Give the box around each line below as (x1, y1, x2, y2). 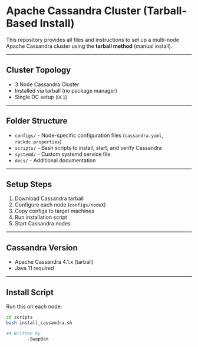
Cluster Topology (6, 65, 71, 75)
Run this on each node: (6, 303, 62, 310)
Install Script (6, 287, 54, 297)
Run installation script (14, 214, 68, 221)
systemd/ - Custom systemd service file (14, 150, 111, 158)
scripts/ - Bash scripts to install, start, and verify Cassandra (14, 144, 162, 151)
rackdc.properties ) (14, 138, 62, 145)
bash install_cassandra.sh (6, 320, 72, 326)
